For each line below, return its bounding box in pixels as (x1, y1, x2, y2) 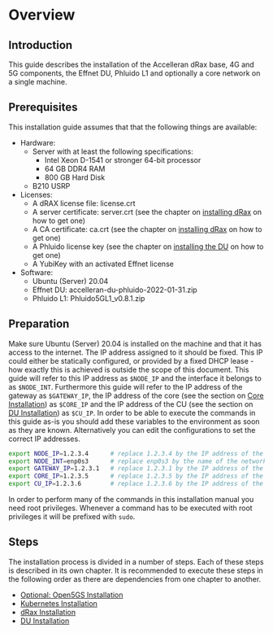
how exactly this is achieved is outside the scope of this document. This (8, 365, 249, 374)
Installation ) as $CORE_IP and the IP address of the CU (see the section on (8, 399, 253, 408)
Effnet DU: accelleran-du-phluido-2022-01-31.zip (32, 285, 197, 295)
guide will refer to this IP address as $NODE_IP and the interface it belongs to (8, 373, 262, 383)
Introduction (8, 38, 73, 52)
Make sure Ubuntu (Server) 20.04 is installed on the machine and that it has (8, 338, 262, 348)
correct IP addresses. (8, 434, 80, 443)
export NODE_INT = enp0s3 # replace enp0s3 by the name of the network (8, 457, 267, 465)
